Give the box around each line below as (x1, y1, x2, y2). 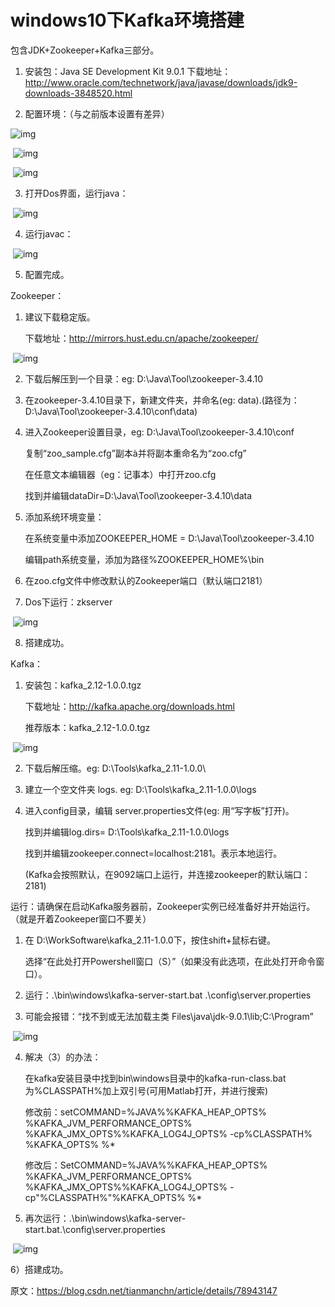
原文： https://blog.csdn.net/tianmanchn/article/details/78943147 (10, 1284, 278, 1296)
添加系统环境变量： (24, 511, 105, 523)
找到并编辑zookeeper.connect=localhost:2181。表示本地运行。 (24, 847, 283, 859)
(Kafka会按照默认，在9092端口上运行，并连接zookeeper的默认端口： (24, 868, 311, 880)
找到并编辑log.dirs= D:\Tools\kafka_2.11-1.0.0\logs (24, 826, 230, 838)
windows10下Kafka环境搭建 (10, 9, 245, 32)
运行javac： (24, 227, 74, 240)
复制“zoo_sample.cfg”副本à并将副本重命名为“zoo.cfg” (24, 447, 247, 459)
